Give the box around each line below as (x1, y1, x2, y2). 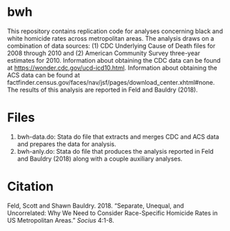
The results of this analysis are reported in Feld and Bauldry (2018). (7, 86, 198, 94)
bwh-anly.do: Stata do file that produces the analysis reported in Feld (17, 147, 214, 155)
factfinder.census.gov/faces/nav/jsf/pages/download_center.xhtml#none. (7, 78, 216, 86)
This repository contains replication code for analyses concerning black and (7, 27, 223, 35)
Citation (7, 179, 54, 194)
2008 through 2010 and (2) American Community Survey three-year (7, 49, 200, 57)
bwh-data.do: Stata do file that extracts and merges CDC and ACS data (17, 132, 220, 141)
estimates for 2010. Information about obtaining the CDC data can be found (7, 56, 221, 64)
